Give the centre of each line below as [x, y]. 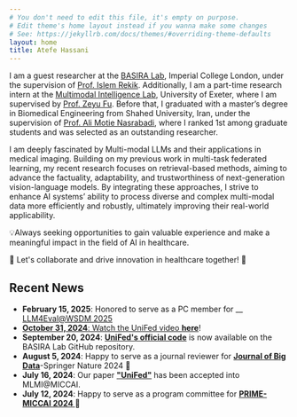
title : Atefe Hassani [49, 51]
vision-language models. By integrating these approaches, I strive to [134, 187]
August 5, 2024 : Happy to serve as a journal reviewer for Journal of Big [154, 356]
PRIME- [253, 393]
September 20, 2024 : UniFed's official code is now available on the [147, 337]
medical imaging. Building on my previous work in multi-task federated [138, 159]
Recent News [47, 288]
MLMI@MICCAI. [51, 384]
